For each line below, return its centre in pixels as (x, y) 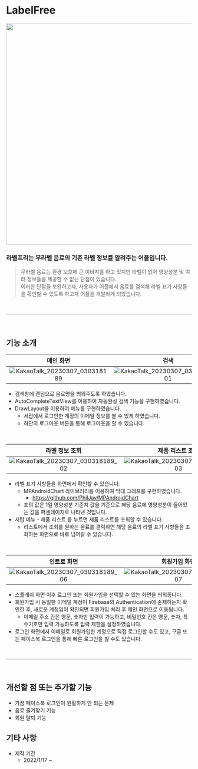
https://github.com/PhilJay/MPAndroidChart (85, 498)
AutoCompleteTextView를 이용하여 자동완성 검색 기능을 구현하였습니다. (97, 401)
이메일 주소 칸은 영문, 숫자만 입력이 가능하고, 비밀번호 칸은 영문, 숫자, (103, 617)
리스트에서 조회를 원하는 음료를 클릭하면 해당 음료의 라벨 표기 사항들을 (104, 527)
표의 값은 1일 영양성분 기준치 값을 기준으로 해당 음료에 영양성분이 (98, 505)
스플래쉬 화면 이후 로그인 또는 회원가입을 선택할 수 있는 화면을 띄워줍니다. (99, 595)
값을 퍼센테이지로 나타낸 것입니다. (68, 512)
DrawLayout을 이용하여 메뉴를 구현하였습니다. (68, 409)
